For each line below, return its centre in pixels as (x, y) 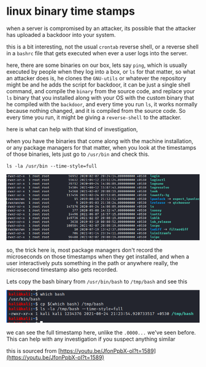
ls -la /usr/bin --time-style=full (52, 166)
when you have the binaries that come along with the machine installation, (100, 141)
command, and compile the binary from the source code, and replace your (101, 91)
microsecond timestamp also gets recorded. (62, 269)
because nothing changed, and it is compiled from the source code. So (96, 110)
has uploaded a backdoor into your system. (61, 34)
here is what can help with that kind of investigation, (72, 129)
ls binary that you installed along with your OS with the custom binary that (100, 98)
